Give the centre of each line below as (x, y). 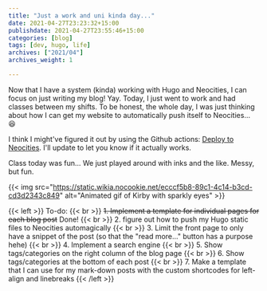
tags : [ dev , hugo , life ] (49, 45)
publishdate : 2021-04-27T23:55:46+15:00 (77, 30)
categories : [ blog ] (41, 38)
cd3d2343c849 (34, 195)
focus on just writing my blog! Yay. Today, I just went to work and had (122, 98)
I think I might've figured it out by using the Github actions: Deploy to (121, 139)
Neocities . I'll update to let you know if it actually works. (100, 147)
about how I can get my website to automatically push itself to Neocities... (130, 115)
